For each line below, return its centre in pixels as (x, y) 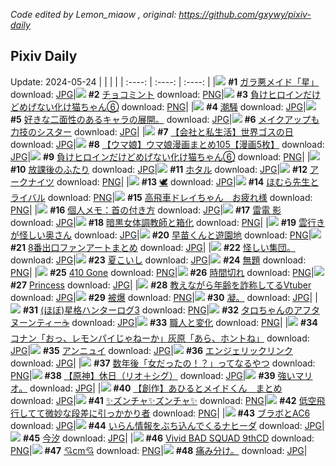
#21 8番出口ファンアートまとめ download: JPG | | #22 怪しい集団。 (153, 247)
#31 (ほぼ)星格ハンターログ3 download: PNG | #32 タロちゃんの (158, 310)
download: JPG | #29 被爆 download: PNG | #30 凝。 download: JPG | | (164, 297)
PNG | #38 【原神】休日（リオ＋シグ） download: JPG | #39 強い (153, 375)
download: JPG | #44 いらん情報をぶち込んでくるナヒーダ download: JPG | (167, 425)
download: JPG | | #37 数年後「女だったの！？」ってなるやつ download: (163, 363)
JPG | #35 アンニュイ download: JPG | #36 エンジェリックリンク (152, 350)
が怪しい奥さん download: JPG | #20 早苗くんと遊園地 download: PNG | (161, 235)
